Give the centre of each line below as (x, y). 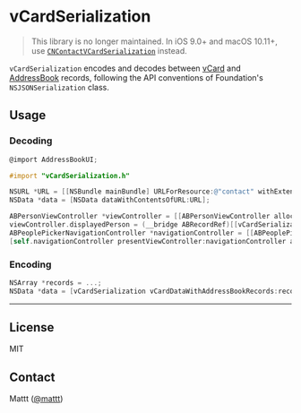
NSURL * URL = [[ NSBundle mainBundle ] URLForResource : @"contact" (132, 192)
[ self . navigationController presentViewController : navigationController (148, 241)
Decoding (31, 141)
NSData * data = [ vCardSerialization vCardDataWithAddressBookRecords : (144, 291)
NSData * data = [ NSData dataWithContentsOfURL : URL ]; (110, 200)
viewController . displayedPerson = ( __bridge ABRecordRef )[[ (124, 225)
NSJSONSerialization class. (60, 87)
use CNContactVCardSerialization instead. (109, 50)
